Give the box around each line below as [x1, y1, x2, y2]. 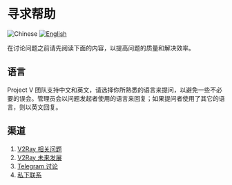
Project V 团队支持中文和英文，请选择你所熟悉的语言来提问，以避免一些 [7, 86, 211, 94]
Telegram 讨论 [17, 162, 59, 170]
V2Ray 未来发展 [17, 153, 62, 162]
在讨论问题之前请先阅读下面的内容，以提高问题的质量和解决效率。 [7, 43, 195, 52]
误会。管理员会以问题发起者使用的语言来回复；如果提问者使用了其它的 [19, 94, 219, 102]
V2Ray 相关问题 [17, 144, 62, 153]
